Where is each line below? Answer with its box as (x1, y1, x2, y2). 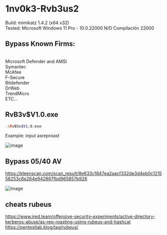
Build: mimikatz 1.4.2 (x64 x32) (5, 20, 69, 26)
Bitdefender (5, 80, 30, 86)
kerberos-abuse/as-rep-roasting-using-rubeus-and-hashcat (5, 219, 131, 225)
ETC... (5, 96, 18, 102)
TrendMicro (5, 90, 29, 96)
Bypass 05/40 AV (5, 157, 62, 166)
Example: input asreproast (5, 133, 59, 139)
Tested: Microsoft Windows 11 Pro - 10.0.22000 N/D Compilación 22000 (5, 25, 154, 31)
